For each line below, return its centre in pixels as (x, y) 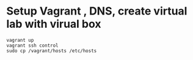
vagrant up (20, 40)
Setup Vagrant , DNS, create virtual (97, 11)
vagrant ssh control (33, 45)
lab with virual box (54, 24)
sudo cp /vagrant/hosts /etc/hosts (52, 51)
